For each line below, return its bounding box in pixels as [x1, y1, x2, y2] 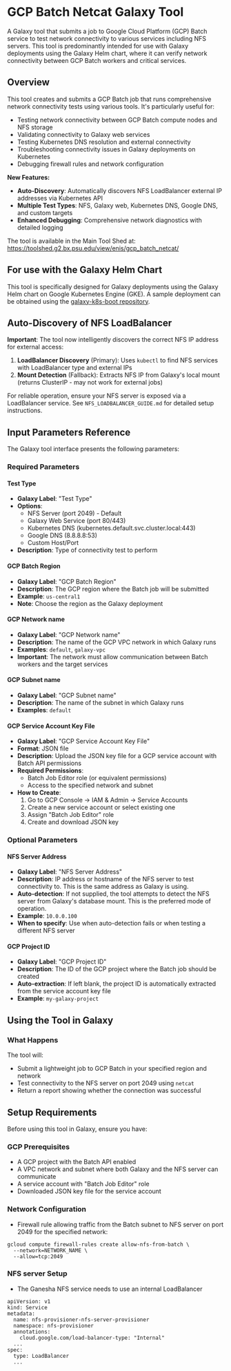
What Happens [7, 1035, 59, 1045]
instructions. [7, 406, 43, 415]
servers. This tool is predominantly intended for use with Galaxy [7, 42, 189, 50]
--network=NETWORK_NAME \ [13, 1246, 88, 1254]
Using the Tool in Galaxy [7, 1014, 114, 1026]
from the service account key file [17, 987, 112, 995]
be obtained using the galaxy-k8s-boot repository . [7, 297, 150, 305]
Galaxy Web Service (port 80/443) [27, 517, 126, 525]
